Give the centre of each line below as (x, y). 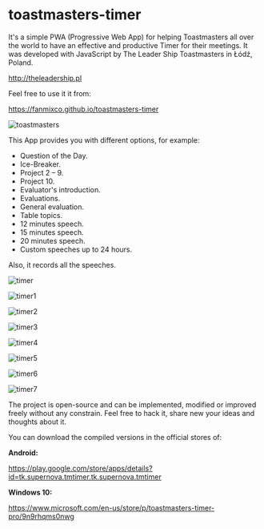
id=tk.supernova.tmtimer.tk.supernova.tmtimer (85, 477)
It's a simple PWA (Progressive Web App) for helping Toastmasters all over (131, 37)
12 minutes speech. (52, 224)
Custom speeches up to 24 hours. (76, 249)
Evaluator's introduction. (60, 189)
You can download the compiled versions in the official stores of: (115, 437)
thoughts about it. (37, 422)
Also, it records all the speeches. (62, 264)
